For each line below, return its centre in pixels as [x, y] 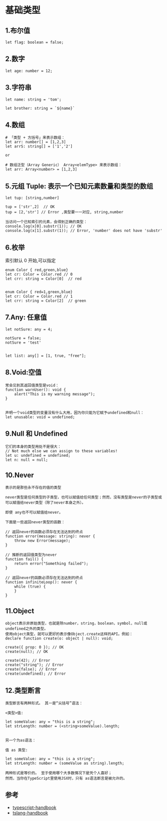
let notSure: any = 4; [29, 329]
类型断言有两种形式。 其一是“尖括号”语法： [44, 703]
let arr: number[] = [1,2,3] [36, 142]
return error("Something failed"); [51, 564]
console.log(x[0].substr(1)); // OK [43, 226]
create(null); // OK [27, 652]
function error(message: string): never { [50, 536]
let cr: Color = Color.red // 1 [39, 297]
